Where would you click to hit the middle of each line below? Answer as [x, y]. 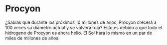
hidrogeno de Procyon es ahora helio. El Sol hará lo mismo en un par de [79, 33]
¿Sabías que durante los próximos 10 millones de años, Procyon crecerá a [81, 22]
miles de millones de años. [32, 38]
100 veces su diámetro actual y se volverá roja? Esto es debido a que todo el [84, 27]
